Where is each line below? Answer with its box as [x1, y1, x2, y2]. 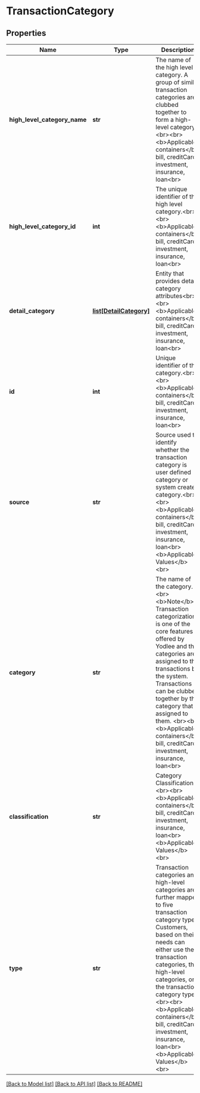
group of [155, 78, 180, 86]
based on [155, 930, 182, 939]
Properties [6, 28, 46, 38]
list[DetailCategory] [92, 307, 150, 315]
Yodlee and [155, 642, 187, 650]
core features [155, 627, 193, 635]
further [155, 893, 176, 901]
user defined [155, 468, 192, 476]
